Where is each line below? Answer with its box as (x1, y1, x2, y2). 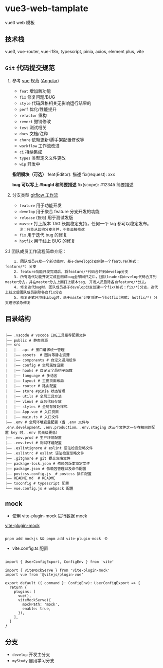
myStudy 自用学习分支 (12, 658, 54, 663)
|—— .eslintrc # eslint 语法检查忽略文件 (5, 451, 84, 456)
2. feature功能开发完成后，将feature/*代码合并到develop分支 (14, 269, 129, 274)
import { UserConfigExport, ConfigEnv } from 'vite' (5, 560, 114, 564)
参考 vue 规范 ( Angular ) (12, 77, 59, 83)
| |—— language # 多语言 (5, 373, 57, 379)
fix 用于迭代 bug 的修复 (19, 232, 68, 237)
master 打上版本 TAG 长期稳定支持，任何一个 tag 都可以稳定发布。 (19, 220, 152, 226)
